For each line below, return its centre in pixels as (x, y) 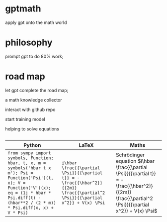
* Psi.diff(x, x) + (31, 208)
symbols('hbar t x (29, 168)
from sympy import (29, 153)
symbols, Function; (31, 158)
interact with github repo (30, 110)
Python (32, 145)
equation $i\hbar (135, 161)
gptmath (23, 9)
